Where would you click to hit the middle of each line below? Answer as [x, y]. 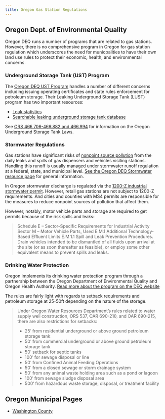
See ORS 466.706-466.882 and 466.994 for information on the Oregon [77, 126]
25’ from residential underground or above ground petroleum [87, 331]
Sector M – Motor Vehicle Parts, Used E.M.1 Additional [72, 232]
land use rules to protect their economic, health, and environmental [73, 57]
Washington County [32, 411]
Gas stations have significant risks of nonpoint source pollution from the [78, 155]
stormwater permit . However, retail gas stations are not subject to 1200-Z [80, 191]
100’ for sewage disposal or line [57, 357]
